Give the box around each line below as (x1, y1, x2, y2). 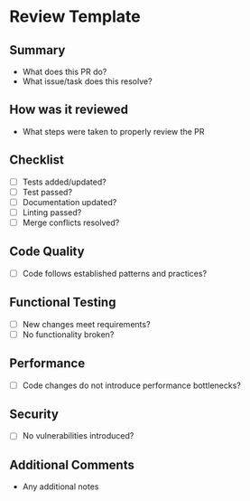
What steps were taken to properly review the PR (22, 126, 205, 137)
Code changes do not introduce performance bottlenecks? (22, 380, 241, 391)
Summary (9, 43, 66, 58)
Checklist (9, 152, 65, 168)
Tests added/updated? (22, 176, 106, 187)
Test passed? (22, 186, 73, 197)
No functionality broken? (22, 328, 115, 340)
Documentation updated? (22, 196, 117, 207)
